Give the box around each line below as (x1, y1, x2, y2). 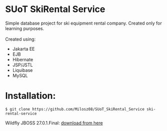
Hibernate (12, 56, 34, 62)
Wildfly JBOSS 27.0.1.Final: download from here (5, 119, 103, 126)
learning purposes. (5, 25, 44, 31)
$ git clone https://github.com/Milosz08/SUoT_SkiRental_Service (5, 106, 144, 111)
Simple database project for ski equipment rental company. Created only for (5, 20, 162, 26)
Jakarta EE (12, 46, 35, 52)
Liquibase (12, 67, 33, 73)
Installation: (5, 90, 56, 101)
